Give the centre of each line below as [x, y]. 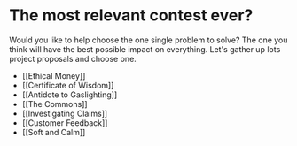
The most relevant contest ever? [131, 15]
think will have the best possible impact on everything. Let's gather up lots [145, 49]
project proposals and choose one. [73, 58]
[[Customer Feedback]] [65, 123]
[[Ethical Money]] [54, 75]
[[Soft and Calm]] [54, 132]
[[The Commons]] [55, 104]
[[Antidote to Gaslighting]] [70, 95]
